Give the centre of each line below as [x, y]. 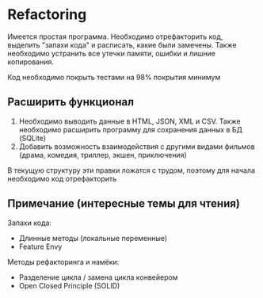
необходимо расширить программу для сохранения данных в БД [130, 129]
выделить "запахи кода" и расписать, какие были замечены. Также [122, 44]
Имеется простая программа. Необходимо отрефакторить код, [115, 36]
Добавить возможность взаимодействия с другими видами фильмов [137, 146]
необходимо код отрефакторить [62, 178]
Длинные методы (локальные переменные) [93, 238]
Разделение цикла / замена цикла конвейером [98, 277]
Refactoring [47, 15]
